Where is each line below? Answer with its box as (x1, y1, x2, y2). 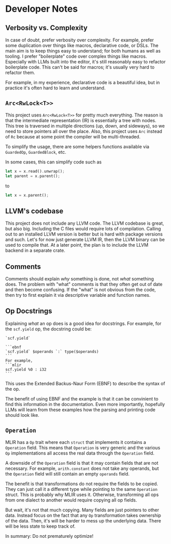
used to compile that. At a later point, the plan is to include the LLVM (5, 242, 149, 248)
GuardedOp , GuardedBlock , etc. (5, 149, 66, 155)
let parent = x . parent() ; (5, 173, 60, 179)
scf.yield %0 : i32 (5, 367, 47, 372)
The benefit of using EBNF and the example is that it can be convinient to (5, 395, 159, 401)
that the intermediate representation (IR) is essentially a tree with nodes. (5, 117, 157, 123)
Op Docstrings (5, 307, 52, 316)
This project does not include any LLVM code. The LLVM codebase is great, (5, 220, 164, 226)
